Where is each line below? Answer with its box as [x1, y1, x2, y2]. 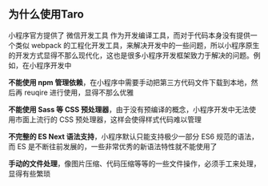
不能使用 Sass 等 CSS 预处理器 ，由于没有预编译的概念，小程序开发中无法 [8, 104, 250, 114]
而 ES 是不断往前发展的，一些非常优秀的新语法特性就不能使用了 [8, 141, 218, 151]
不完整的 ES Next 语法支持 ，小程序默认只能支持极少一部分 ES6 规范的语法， [8, 131, 258, 141]
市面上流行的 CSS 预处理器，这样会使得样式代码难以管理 [14, 115, 202, 124]
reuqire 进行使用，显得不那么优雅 [23, 87, 134, 97]
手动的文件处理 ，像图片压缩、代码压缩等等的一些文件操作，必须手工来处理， [8, 159, 261, 168]
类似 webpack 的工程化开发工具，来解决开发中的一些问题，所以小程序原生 [14, 40, 260, 50]
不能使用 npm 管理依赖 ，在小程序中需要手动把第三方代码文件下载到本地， [8, 77, 251, 87]
